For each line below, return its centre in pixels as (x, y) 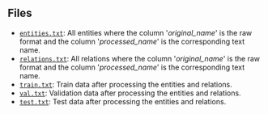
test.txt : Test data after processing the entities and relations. (123, 101)
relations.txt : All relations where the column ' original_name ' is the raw (140, 58)
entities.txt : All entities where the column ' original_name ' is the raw (136, 32)
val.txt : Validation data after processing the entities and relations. (130, 93)
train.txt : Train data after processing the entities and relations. (125, 84)
